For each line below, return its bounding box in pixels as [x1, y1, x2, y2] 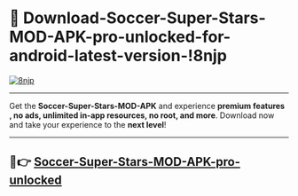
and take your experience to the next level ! [9, 119, 167, 129]
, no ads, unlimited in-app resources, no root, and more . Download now [9, 110, 275, 121]
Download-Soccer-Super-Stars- [23, 8, 266, 28]
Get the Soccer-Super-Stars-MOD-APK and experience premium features [9, 100, 286, 111]
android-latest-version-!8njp [9, 46, 228, 66]
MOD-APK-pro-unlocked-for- [9, 27, 231, 47]
